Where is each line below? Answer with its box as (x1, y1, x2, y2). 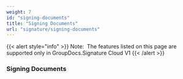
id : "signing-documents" (6, 15, 70, 21)
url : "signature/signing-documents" (6, 26, 100, 32)
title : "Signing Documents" (6, 20, 79, 26)
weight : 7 (6, 9, 32, 15)
